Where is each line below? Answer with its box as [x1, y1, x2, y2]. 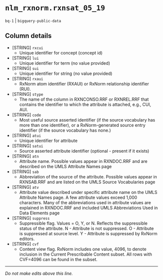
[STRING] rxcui [12, 45, 44, 51]
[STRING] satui [12, 142, 44, 149]
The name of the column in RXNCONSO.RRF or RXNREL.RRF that [19, 96, 149, 102]
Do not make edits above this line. [5, 270, 73, 276]
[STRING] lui [12, 55, 39, 61]
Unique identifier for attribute [19, 138, 78, 143]
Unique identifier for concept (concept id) [19, 50, 103, 55]
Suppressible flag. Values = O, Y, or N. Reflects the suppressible [19, 220, 148, 226]
